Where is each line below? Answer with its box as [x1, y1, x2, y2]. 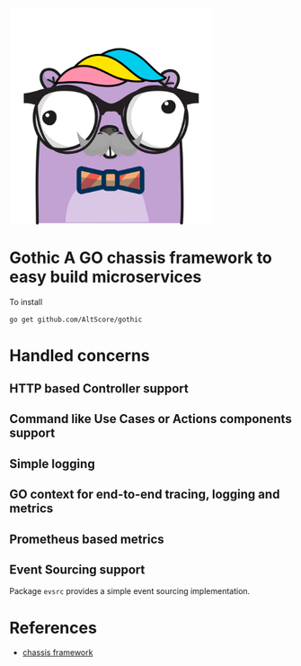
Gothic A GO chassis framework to [9, 247, 272, 267]
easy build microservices [9, 266, 202, 287]
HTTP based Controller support [9, 381, 189, 396]
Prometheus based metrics [9, 531, 164, 546]
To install [9, 296, 43, 307]
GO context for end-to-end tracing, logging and [9, 487, 280, 502]
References [9, 617, 97, 638]
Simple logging [9, 456, 96, 472]
